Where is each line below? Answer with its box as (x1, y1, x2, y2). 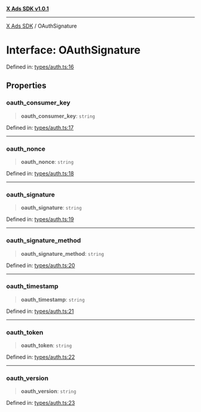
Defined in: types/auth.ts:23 (6, 399, 75, 407)
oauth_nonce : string (20, 158, 74, 165)
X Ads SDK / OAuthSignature (6, 22, 77, 29)
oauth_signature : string (20, 204, 82, 211)
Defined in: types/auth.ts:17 (6, 124, 74, 131)
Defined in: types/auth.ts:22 (6, 354, 75, 361)
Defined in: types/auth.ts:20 (6, 261, 75, 269)
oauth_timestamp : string (20, 295, 85, 303)
